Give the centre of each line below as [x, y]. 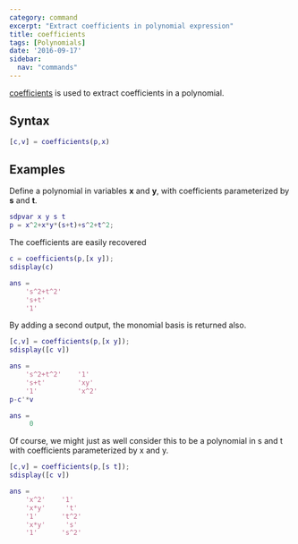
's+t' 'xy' [60, 382]
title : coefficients [48, 34]
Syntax [30, 121]
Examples [37, 170]
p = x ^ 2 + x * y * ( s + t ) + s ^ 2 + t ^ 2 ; [62, 225]
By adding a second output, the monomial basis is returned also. [128, 325]
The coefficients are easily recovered [78, 242]
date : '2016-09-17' [46, 51]
